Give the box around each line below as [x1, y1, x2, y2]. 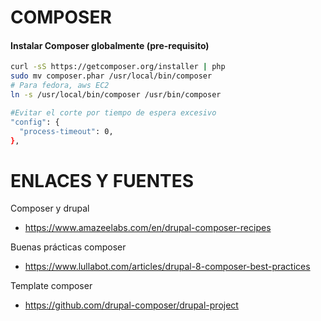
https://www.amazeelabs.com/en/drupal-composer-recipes [24, 222, 272, 234]
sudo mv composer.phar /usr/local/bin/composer [10, 71, 213, 81]
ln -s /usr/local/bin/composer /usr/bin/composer [10, 90, 222, 100]
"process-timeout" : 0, [19, 126, 114, 136]
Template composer [10, 280, 93, 292]
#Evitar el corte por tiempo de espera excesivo [10, 107, 217, 118]
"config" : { [10, 117, 60, 127]
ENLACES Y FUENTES [10, 169, 195, 192]
